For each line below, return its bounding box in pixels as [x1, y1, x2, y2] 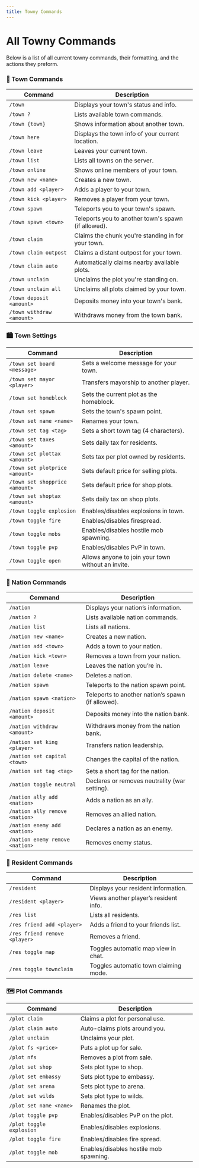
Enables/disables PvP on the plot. [80, 1112, 174, 1120]
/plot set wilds [9, 1092, 55, 1100]
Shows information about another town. [74, 120, 184, 128]
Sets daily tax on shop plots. [82, 495, 161, 503]
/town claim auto [9, 262, 58, 269]
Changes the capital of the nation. [85, 755, 180, 764]
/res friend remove [9, 930, 64, 937]
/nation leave [9, 663, 49, 669]
